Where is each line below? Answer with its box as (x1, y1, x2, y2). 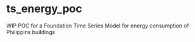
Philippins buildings (6, 28, 55, 35)
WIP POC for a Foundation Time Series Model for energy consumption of (6, 22, 190, 29)
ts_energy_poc (6, 2, 82, 16)
